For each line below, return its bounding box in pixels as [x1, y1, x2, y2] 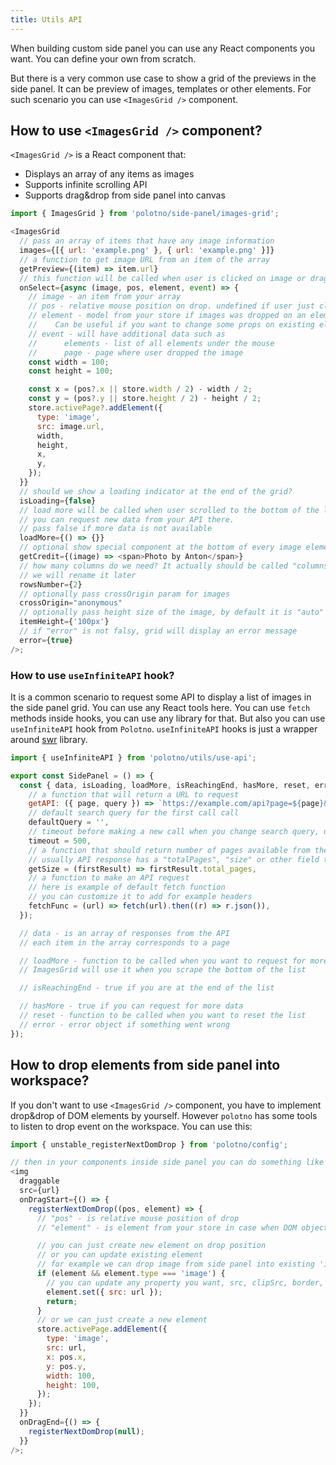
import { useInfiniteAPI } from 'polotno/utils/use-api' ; [10, 752, 257, 763]
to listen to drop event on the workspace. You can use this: [10, 1120, 253, 1132]
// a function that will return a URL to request [28, 789, 240, 800]
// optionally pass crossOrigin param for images [19, 589, 230, 599]
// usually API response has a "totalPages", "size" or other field [28, 854, 320, 865]
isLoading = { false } [19, 496, 97, 506]
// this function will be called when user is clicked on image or [19, 273, 307, 283]
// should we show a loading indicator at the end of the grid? [19, 486, 293, 496]
